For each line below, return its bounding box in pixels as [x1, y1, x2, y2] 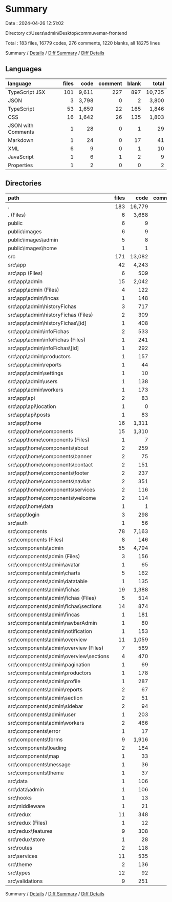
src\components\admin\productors [8, 669, 92, 676]
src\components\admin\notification [8, 627, 92, 634]
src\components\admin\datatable [8, 578, 88, 585]
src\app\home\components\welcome [8, 494, 96, 501]
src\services [8, 852, 38, 859]
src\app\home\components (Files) [8, 436, 90, 443]
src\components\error [8, 727, 61, 734]
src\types [8, 869, 31, 876]
